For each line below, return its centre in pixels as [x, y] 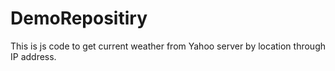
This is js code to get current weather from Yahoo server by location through [168, 46]
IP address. [33, 56]
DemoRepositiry [79, 18]
